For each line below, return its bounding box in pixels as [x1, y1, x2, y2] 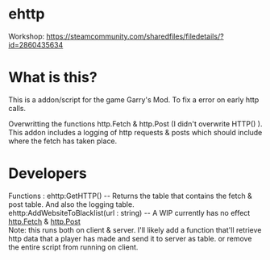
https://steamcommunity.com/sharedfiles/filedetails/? [46, 31, 224, 41]
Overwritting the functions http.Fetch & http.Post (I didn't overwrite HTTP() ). [8, 118, 263, 129]
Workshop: [8, 31, 45, 41]
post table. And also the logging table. [8, 199, 135, 209]
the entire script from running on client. [8, 242, 139, 252]
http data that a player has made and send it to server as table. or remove [8, 233, 252, 243]
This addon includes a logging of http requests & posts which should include [8, 127, 263, 137]
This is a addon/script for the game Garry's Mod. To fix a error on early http [8, 94, 260, 105]
